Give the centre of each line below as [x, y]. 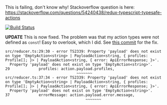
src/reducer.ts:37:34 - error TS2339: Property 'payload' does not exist [83, 78]
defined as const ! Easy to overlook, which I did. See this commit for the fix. [82, 42]
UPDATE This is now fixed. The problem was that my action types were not [82, 37]
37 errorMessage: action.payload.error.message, [70, 95]
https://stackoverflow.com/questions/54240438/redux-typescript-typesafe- [83, 12]
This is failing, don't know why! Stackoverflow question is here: [70, 7]
